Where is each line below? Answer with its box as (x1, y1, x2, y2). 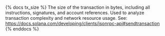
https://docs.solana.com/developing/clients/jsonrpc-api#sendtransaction (5, 20, 160, 26)
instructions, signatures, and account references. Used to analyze (5, 10, 145, 16)
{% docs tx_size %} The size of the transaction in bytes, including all (5, 5, 150, 10)
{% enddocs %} (5, 26, 39, 32)
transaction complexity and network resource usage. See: (5, 15, 128, 21)
